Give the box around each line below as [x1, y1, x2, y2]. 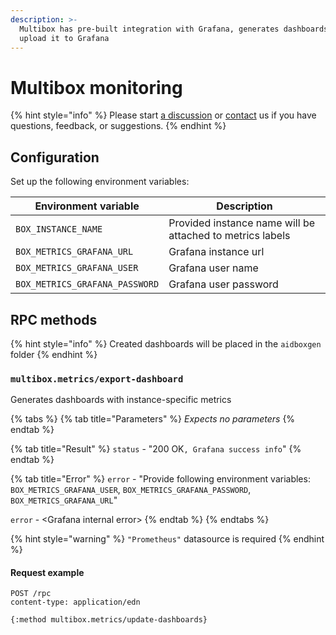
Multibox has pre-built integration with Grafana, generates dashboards [19, 24, 329, 34]
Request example [10, 566, 85, 578]
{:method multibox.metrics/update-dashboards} [10, 615, 208, 625]
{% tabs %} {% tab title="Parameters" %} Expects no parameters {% [10, 413, 296, 425]
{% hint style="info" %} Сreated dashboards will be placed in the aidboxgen [10, 337, 322, 350]
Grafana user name [168, 261, 259, 275]
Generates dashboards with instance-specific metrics [10, 394, 232, 406]
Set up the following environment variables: [10, 176, 190, 188]
